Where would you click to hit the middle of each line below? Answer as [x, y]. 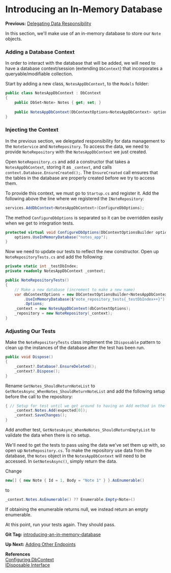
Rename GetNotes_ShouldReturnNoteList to [50, 386]
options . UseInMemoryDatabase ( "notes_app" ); [61, 237]
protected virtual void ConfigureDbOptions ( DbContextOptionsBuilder [79, 232]
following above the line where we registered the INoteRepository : [75, 198]
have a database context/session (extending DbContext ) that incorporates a [84, 69]
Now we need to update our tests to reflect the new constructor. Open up [82, 252]
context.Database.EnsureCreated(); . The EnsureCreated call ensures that [82, 172]
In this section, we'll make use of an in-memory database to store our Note [83, 33]
